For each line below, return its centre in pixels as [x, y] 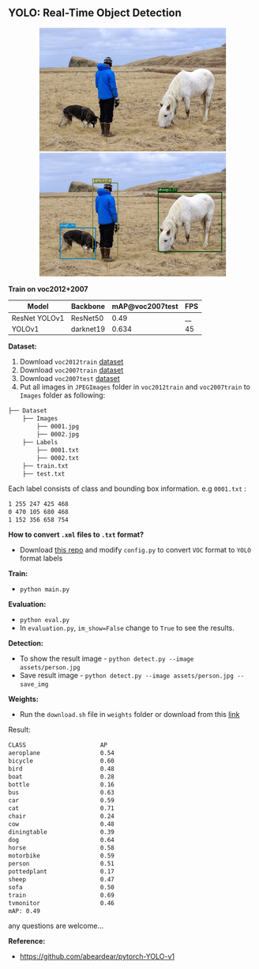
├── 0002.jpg [58, 435]
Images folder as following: [62, 395]
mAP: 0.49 [24, 911]
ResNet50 [87, 318]
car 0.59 [61, 801]
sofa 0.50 [61, 888]
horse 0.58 [61, 848]
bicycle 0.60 [61, 761]
